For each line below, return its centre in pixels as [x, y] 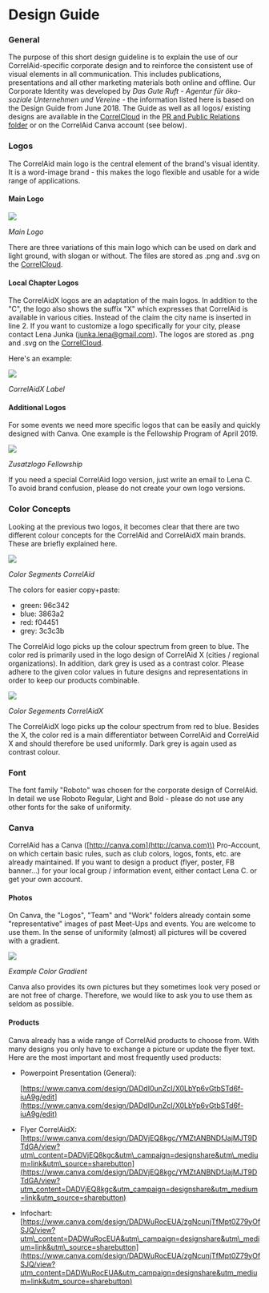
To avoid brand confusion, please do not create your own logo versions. [127, 488]
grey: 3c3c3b [42, 630]
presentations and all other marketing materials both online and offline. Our [132, 83]
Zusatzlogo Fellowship [45, 464]
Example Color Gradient [48, 972]
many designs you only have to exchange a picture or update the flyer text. [132, 1049]
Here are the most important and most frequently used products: [115, 1057]
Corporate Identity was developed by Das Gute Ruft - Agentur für [116, 91]
